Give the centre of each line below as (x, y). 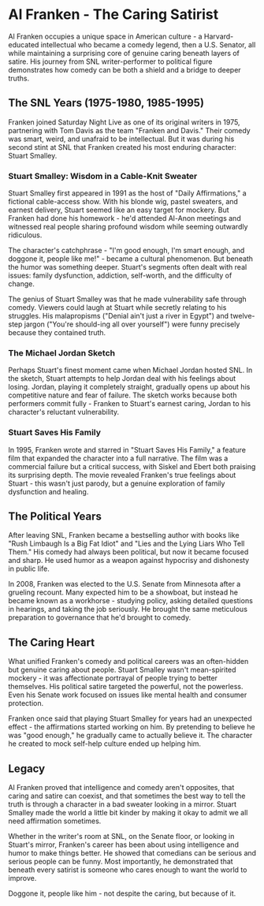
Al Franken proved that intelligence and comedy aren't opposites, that (121, 788)
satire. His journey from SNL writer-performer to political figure (110, 62)
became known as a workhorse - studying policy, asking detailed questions (131, 601)
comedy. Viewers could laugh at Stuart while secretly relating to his (117, 308)
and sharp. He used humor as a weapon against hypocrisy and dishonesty (129, 561)
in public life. (29, 569)
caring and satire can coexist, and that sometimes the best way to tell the (127, 796)
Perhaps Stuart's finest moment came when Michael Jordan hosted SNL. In (130, 370)
